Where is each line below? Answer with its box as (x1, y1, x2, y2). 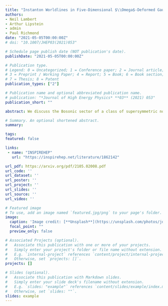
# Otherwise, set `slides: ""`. (5, 289, 77, 294)
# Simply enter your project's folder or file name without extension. (5, 247, 162, 252)
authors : (5, 12, 23, 17)
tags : (5, 131, 16, 137)
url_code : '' (5, 169, 32, 174)
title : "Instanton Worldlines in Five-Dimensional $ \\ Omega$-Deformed (5, 7, 155, 13)
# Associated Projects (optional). (5, 238, 79, 243)
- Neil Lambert (5, 17, 37, 22)
